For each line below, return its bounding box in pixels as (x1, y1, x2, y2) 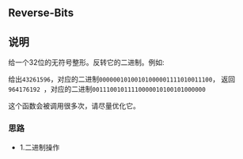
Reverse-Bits (8, 6, 74, 20)
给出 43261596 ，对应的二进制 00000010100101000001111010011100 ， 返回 (8, 74, 236, 84)
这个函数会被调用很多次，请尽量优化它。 (8, 101, 140, 111)
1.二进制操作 (19, 142, 60, 152)
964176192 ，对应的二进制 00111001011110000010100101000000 (8, 85, 206, 94)
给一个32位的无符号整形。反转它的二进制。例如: (8, 58, 165, 67)
